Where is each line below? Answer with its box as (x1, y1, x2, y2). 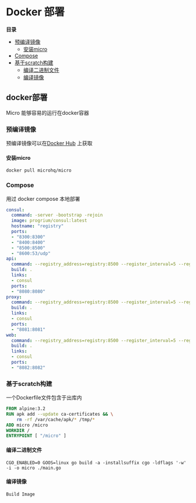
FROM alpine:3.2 (6, 406, 45, 412)
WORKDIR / (6, 427, 30, 433)
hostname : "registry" (11, 223, 64, 229)
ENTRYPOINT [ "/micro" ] (6, 433, 66, 439)
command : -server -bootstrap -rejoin (11, 212, 103, 218)
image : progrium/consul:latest (11, 218, 87, 224)
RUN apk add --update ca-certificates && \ (6, 411, 114, 417)
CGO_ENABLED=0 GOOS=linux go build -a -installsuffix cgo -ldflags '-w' (6, 460, 187, 466)
